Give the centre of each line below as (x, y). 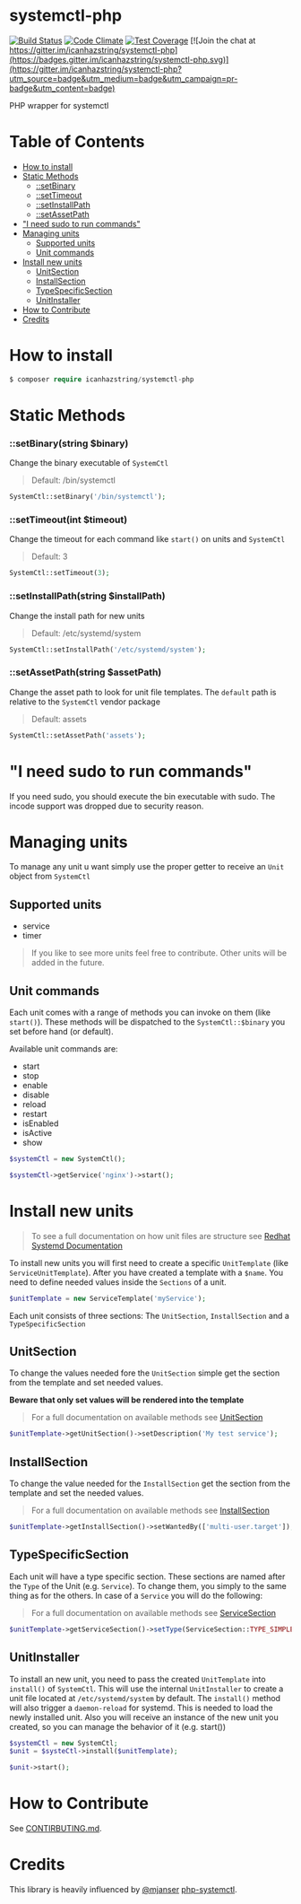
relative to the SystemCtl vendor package (85, 702)
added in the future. (68, 963)
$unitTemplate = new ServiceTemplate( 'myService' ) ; (107, 1298)
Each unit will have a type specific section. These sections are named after (147, 1576)
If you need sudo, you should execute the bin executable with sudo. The (142, 796)
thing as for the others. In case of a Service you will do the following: (136, 1595)
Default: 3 (49, 556)
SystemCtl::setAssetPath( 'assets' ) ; (77, 735)
